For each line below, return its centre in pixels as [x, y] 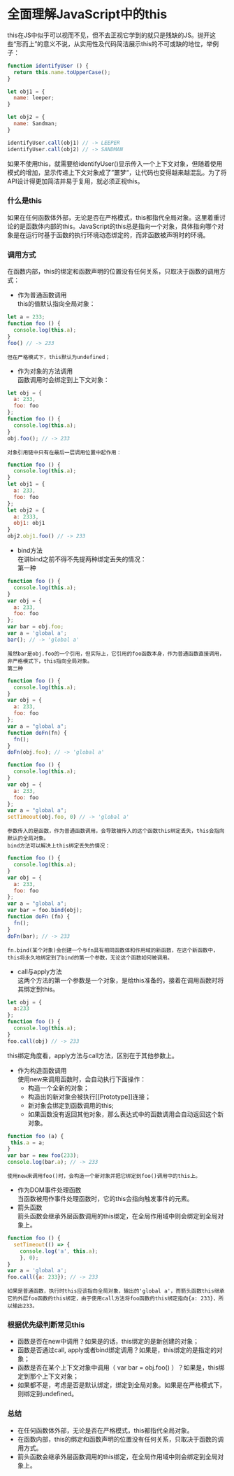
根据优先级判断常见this [46, 1325]
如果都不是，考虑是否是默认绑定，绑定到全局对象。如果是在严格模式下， [121, 1385]
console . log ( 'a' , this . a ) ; [59, 1251]
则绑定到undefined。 [47, 1394]
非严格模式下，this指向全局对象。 [50, 661]
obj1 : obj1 [29, 523]
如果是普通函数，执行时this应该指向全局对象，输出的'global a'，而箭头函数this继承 [116, 1291]
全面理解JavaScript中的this [87, 14]
